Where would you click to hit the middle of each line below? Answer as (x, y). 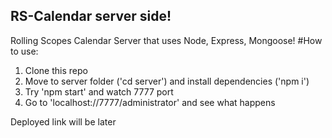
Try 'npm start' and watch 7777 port (99, 91)
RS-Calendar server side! (91, 16)
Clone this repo (56, 70)
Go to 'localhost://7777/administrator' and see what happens (150, 102)
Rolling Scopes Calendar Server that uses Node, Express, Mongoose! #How (166, 40)
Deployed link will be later (63, 121)
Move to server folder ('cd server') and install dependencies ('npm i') (167, 81)
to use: (24, 51)
